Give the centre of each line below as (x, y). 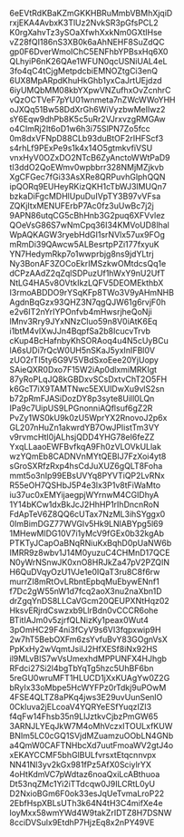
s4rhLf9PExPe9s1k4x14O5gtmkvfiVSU (81, 148)
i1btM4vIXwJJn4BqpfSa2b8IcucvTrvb (80, 331)
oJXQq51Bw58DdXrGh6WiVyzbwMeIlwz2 (87, 109)
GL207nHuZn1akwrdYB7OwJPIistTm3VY (85, 427)
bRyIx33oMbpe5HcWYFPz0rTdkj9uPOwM (88, 687)
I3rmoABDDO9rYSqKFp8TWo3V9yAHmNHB (92, 292)
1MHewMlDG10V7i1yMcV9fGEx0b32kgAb (87, 533)
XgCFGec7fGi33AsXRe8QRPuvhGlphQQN (87, 177)
